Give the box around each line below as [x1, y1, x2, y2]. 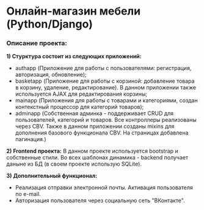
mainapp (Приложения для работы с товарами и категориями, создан [15, 97, 198, 104]
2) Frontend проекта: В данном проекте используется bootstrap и [6, 147, 178, 155]
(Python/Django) [6, 17, 93, 31]
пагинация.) [15, 136, 47, 143]
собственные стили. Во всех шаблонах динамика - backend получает [6, 154, 188, 161]
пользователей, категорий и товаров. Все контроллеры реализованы [15, 116, 197, 124]
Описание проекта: [6, 39, 67, 47]
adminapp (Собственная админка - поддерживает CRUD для [15, 110, 174, 117]
